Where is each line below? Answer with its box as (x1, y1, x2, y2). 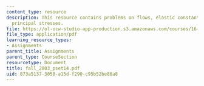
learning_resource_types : (6, 37, 72, 43)
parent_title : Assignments (6, 48, 75, 55)
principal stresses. (12, 20, 64, 26)
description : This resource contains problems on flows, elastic (6, 15, 175, 21)
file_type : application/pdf (6, 31, 78, 38)
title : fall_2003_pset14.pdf (6, 65, 80, 71)
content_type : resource (6, 8, 67, 15)
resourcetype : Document (6, 59, 67, 65)
